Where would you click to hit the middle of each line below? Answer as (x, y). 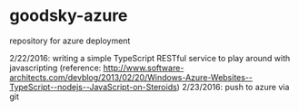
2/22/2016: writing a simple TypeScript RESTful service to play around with (150, 58)
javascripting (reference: (55, 68)
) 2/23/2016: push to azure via (233, 87)
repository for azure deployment (70, 41)
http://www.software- (144, 68)
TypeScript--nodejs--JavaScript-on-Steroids (93, 87)
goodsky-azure (69, 16)
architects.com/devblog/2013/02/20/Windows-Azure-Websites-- (131, 77)
